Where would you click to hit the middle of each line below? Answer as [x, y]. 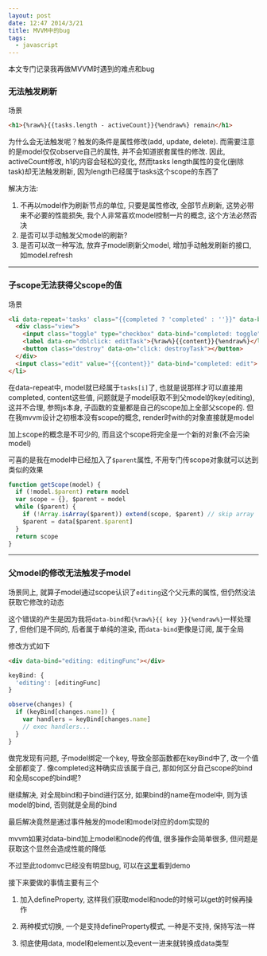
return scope [37, 536]
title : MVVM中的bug [39, 30]
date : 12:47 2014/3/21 [46, 23]
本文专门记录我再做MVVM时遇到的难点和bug [81, 69]
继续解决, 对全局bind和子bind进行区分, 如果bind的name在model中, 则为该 [128, 794]
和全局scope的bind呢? [45, 778]
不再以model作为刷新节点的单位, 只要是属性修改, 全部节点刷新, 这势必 [133, 206]
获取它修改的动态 [36, 601]
